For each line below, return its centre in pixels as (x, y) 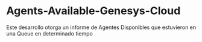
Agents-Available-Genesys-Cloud (93, 11)
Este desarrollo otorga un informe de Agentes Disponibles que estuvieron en (101, 27)
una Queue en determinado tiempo (50, 33)
